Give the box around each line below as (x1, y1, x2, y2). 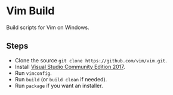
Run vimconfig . (14, 69, 52, 77)
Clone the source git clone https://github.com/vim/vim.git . (14, 56, 167, 64)
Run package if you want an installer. (14, 82, 103, 89)
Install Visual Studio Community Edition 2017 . (14, 63, 125, 70)
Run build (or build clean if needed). (14, 75, 107, 83)
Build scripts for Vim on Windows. (6, 24, 89, 31)
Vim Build (6, 4, 55, 18)
